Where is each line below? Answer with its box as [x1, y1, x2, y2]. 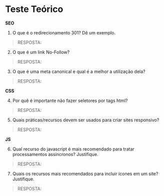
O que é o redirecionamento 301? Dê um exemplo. [12, 29, 116, 35]
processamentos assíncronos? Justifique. [12, 151, 98, 157]
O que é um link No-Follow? [12, 49, 70, 55]
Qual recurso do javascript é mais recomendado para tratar [12, 146, 135, 152]
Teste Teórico [5, 3, 63, 15]
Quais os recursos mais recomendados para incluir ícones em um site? [12, 170, 158, 176]
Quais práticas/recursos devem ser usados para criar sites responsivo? [12, 116, 159, 123]
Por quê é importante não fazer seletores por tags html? [12, 97, 128, 103]
